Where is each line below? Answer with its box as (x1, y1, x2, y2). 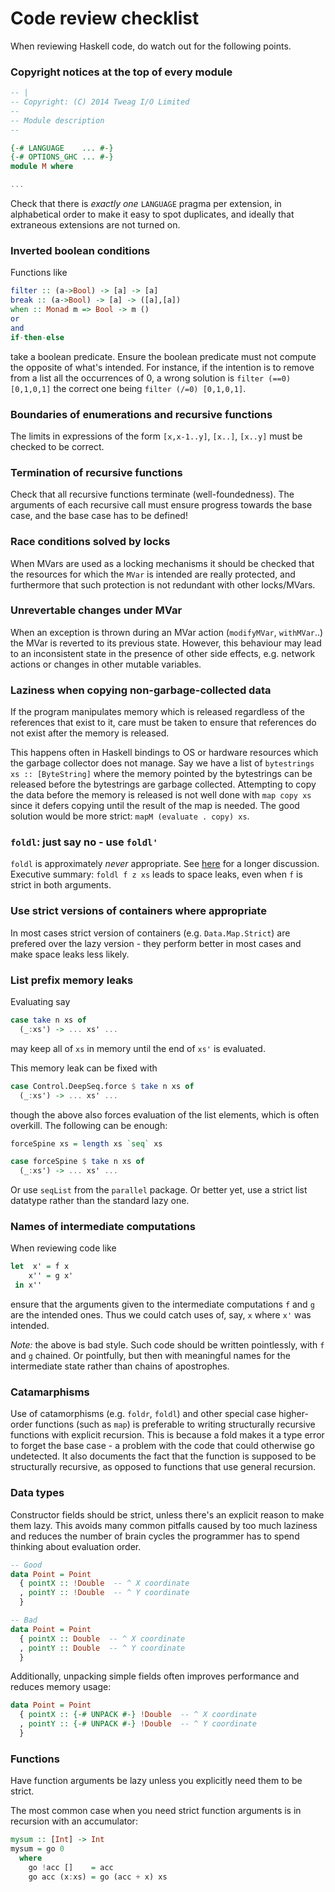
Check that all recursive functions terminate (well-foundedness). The (10, 488, 295, 501)
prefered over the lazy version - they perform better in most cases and (10, 937, 302, 949)
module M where (10, 162, 74, 172)
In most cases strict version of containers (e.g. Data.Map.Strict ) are (10, 927, 291, 939)
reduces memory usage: (10, 1681, 112, 1693)
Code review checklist (10, 7, 200, 30)
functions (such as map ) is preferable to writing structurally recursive (34, 1418, 316, 1431)
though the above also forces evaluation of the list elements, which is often (10, 1108, 320, 1121)
